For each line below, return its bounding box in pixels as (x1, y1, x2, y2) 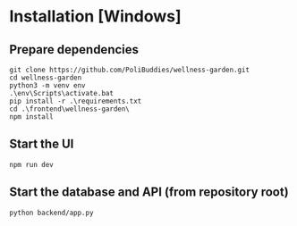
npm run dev (9, 160, 54, 169)
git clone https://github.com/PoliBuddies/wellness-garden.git (9, 65, 250, 74)
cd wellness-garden (9, 73, 82, 82)
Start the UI (9, 137, 74, 152)
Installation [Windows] (9, 6, 182, 27)
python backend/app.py (9, 208, 94, 217)
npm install (9, 113, 54, 121)
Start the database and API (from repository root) (9, 185, 289, 200)
